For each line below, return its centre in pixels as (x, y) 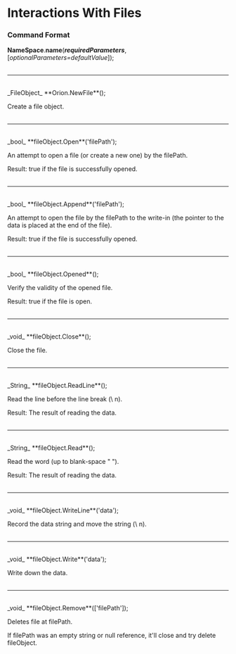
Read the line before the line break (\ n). (65, 399)
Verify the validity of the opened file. (60, 288)
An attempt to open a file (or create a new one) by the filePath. (98, 156)
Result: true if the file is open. (50, 301)
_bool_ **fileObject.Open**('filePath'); (62, 142)
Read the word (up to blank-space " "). (63, 462)
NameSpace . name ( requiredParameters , (67, 50)
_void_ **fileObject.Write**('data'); (57, 559)
